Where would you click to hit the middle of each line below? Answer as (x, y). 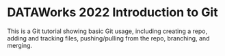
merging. (20, 45)
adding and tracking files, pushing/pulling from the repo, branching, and (108, 38)
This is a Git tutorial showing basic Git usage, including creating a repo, (107, 31)
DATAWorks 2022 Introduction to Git (112, 12)
